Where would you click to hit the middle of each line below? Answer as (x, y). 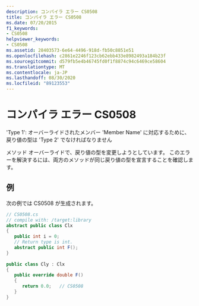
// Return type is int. (43, 242)
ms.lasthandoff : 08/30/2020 (41, 78)
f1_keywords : (22, 28)
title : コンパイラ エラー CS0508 (44, 17)
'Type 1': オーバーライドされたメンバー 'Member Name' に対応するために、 (98, 132)
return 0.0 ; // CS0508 (53, 286)
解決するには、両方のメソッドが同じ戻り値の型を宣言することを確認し (102, 160)
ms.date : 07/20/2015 (32, 23)
